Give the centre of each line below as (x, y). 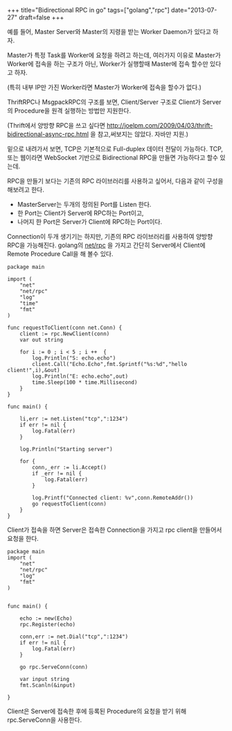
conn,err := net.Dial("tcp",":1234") (74, 637)
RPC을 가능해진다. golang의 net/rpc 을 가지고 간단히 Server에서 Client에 (106, 245)
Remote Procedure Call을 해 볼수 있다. (60, 254)
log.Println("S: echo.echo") (74, 358)
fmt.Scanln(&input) (48, 685)
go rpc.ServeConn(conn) (54, 667)
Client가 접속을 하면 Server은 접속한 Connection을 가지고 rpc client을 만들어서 (115, 530)
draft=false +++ (41, 17)
